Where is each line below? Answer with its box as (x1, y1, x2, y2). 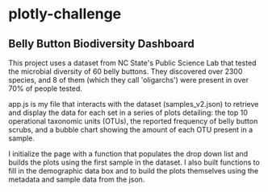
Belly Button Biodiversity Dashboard (8, 37, 195, 51)
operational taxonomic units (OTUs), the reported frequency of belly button (8, 116, 258, 125)
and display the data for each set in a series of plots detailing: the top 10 (8, 108, 249, 117)
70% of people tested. (8, 84, 83, 93)
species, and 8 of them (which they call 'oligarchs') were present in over (8, 76, 249, 84)
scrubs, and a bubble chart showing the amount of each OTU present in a (8, 125, 253, 134)
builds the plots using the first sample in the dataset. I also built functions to (8, 157, 260, 167)
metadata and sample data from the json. (8, 174, 145, 184)
